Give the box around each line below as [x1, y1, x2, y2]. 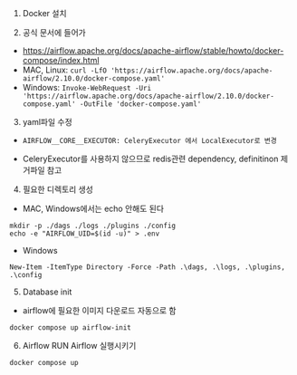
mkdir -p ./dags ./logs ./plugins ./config [9, 221, 177, 230]
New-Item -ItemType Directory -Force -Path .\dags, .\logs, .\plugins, [9, 263, 285, 272]
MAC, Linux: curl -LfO [22, 64, 107, 75]
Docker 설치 [22, 8, 67, 18]
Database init [22, 286, 72, 297]
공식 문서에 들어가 [22, 27, 86, 38]
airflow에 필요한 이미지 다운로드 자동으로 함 [22, 305, 177, 315]
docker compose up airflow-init [9, 323, 131, 332]
